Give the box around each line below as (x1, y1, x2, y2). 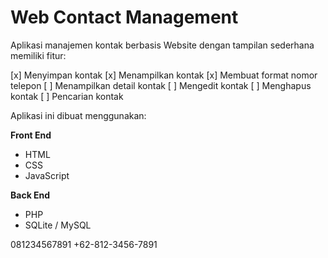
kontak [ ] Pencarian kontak (10, 90, 124, 102)
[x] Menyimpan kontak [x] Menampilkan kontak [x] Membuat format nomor (10, 69, 318, 81)
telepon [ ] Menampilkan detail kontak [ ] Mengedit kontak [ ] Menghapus (10, 79, 312, 91)
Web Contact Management (10, 6, 239, 29)
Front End (10, 129, 52, 141)
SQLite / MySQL (24, 219, 92, 231)
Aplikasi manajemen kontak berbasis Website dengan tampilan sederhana (10, 39, 315, 51)
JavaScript (24, 169, 70, 181)
